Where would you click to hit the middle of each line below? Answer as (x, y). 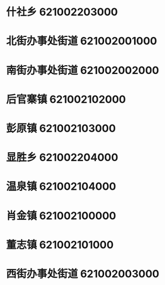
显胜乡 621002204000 (62, 158)
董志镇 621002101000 (60, 245)
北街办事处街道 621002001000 (82, 41)
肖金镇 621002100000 (61, 216)
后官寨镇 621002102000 (66, 99)
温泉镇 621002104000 (61, 187)
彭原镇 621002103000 (61, 128)
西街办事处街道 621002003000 (83, 274)
